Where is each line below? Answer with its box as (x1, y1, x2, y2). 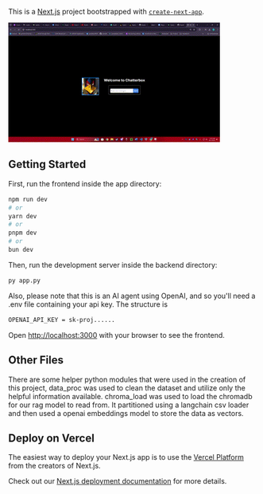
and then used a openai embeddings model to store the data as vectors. (8, 408, 244, 418)
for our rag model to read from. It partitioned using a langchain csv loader (8, 400, 249, 410)
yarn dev (8, 212, 37, 220)
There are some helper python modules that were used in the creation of (8, 374, 246, 384)
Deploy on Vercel (8, 431, 95, 445)
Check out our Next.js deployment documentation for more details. (8, 476, 227, 486)
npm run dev (8, 195, 48, 203)
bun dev (8, 246, 34, 254)
